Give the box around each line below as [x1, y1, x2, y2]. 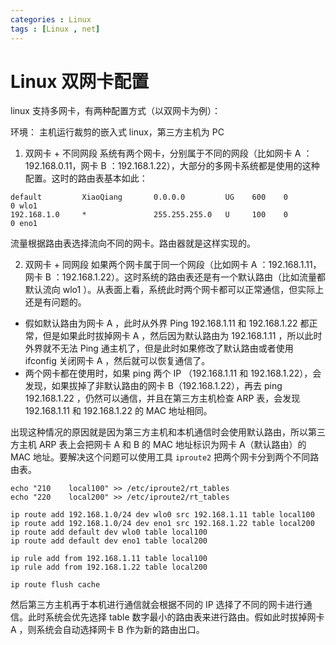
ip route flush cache [10, 580, 101, 590]
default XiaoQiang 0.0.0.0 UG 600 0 [10, 192, 288, 203]
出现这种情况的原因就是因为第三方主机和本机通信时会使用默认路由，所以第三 [10, 426, 326, 438]
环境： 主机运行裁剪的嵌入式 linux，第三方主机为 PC [10, 126, 225, 138]
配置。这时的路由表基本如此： [24, 172, 148, 185]
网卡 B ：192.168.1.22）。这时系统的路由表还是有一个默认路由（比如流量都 [24, 271, 326, 283]
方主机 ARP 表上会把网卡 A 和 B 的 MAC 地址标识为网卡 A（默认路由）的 [10, 439, 307, 451]
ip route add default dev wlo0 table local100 [10, 527, 208, 538]
